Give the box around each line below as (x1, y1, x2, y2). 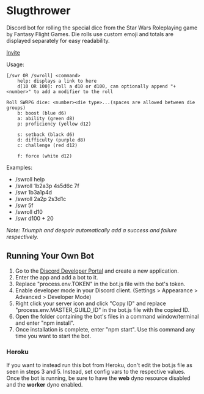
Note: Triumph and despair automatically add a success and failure (6, 226, 177, 233)
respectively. (6, 233, 38, 240)
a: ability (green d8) (17, 115, 75, 121)
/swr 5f (15, 202, 34, 209)
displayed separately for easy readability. (6, 37, 110, 44)
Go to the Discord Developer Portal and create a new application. (15, 267, 179, 275)
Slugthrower (6, 4, 71, 18)
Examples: (6, 164, 32, 171)
